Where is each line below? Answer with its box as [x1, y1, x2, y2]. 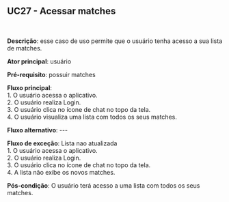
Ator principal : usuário [7, 57, 72, 66]
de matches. [7, 44, 42, 52]
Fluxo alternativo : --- [7, 126, 68, 134]
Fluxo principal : [7, 83, 53, 91]
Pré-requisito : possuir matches [7, 70, 96, 78]
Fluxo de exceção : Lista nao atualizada [7, 139, 118, 147]
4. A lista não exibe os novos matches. [7, 168, 116, 176]
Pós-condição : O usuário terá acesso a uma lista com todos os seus [7, 181, 200, 190]
